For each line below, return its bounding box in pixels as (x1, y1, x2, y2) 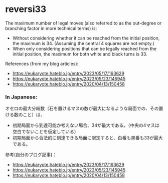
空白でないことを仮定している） (12, 128, 79, 134)
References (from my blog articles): (5, 60, 79, 66)
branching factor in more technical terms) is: (5, 25, 97, 31)
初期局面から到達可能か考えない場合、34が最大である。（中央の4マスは (12, 122, 159, 128)
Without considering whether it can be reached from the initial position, (12, 35, 160, 41)
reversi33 (5, 3, 47, 15)
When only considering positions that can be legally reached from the (12, 45, 157, 51)
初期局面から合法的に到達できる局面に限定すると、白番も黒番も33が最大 (12, 135, 163, 141)
